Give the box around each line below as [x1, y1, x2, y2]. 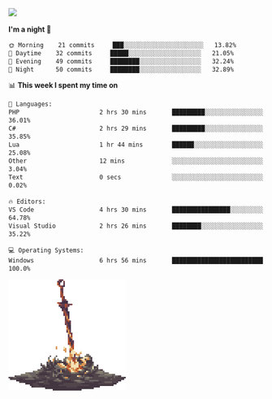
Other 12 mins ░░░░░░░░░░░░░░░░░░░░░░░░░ [8, 157, 264, 165]
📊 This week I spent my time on [8, 80, 119, 89]
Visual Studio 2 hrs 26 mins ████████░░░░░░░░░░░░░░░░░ [8, 222, 264, 230]
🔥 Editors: [8, 197, 46, 206]
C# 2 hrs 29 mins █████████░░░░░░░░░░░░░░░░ [8, 124, 264, 132]
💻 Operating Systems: [8, 246, 84, 254]
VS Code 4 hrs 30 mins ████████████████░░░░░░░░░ [8, 206, 264, 214]
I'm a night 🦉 [8, 24, 51, 34]
